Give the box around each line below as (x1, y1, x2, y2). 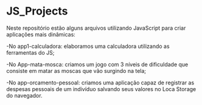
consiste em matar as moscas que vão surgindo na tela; (6, 67, 147, 74)
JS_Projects (6, 4, 68, 18)
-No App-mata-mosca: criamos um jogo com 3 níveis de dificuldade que (6, 61, 189, 68)
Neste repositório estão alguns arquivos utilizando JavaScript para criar (6, 24, 186, 32)
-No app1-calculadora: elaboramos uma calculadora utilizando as (6, 42, 170, 50)
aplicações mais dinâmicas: (6, 30, 76, 38)
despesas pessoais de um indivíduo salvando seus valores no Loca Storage (6, 85, 197, 92)
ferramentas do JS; (6, 49, 55, 56)
